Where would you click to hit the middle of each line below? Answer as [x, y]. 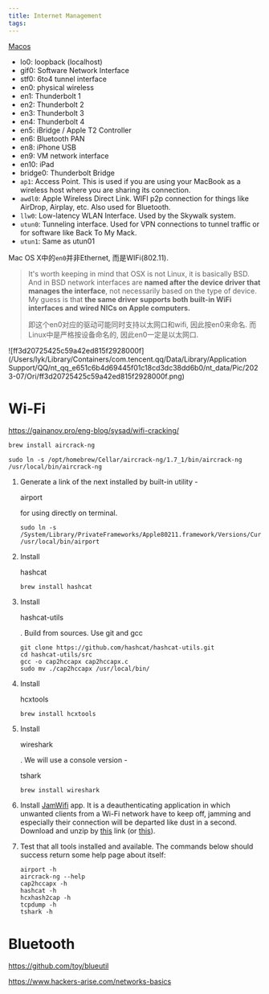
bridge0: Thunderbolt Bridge [67, 173]
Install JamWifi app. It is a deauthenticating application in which [125, 805]
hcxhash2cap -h [45, 898]
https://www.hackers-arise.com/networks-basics [90, 982]
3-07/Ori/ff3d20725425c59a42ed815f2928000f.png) [96, 376]
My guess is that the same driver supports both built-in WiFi [130, 299]
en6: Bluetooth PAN [53, 138]
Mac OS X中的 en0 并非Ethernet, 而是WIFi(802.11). [88, 257]
